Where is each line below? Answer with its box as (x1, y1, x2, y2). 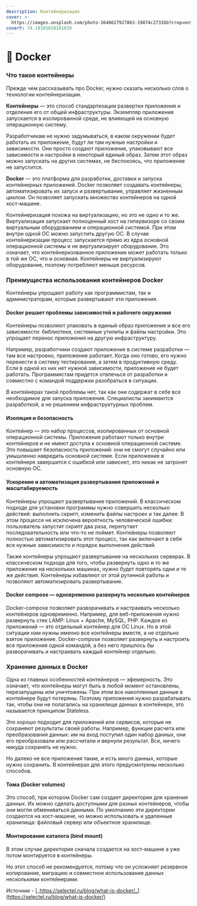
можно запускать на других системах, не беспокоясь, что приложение (6, 157, 185, 165)
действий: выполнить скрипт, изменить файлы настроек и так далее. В (6, 510, 185, 517)
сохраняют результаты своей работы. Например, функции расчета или (6, 725, 185, 732)
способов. (6, 767, 32, 774)
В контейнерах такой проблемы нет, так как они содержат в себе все (6, 388, 181, 395)
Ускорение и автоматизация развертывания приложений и (6, 478, 159, 485)
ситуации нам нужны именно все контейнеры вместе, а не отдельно (6, 629, 179, 636)
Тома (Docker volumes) (6, 781, 66, 788)
